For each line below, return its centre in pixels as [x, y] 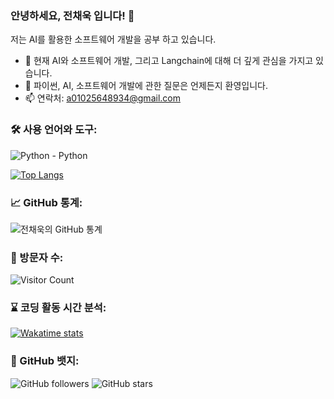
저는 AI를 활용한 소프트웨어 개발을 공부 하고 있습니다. [113, 39]
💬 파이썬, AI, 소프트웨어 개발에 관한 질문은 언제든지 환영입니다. [146, 86]
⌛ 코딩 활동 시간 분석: [58, 308]
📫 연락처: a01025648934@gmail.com [102, 98]
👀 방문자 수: [37, 257]
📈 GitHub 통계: [46, 202]
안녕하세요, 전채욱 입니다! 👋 [72, 15]
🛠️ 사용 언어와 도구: [54, 130]
